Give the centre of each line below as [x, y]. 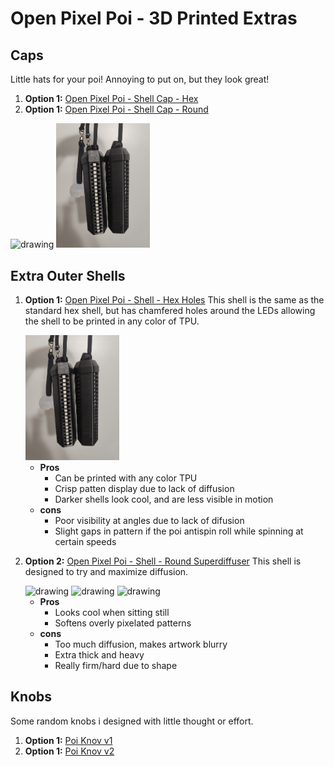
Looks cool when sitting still [112, 612]
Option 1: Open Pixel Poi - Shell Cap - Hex [111, 98]
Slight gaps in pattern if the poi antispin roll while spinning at [179, 531]
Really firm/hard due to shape [116, 665]
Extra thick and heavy [99, 654]
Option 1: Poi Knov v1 [68, 740]
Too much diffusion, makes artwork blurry [141, 644]
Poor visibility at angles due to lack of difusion [149, 520]
